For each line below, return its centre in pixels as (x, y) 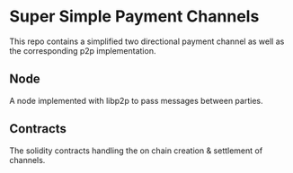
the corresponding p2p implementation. (83, 50)
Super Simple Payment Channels (134, 17)
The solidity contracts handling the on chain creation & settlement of (136, 151)
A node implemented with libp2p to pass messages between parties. (136, 100)
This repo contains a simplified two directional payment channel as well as (147, 41)
